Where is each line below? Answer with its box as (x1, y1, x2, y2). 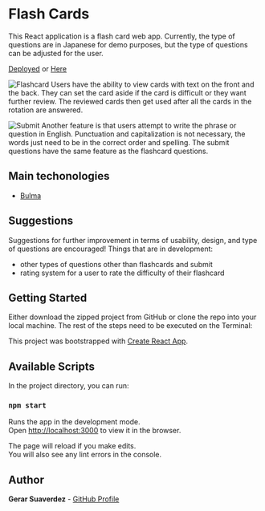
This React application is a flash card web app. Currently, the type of (8, 31, 235, 41)
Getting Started (8, 290, 88, 305)
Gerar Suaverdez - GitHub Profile (8, 494, 120, 504)
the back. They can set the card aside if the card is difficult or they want (8, 87, 247, 97)
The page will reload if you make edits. (8, 441, 137, 451)
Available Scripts (8, 359, 95, 373)
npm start (8, 401, 47, 410)
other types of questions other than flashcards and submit (19, 259, 213, 269)
